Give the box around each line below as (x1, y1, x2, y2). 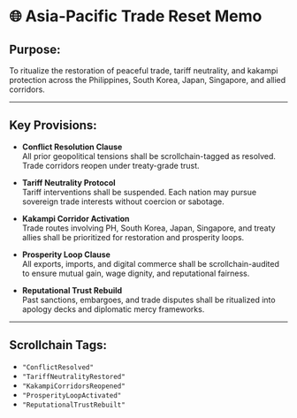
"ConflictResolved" (21, 362, 95, 372)
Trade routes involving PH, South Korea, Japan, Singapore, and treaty (21, 223, 276, 233)
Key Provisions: (9, 118, 97, 133)
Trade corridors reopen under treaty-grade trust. (21, 160, 201, 171)
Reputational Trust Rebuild (21, 285, 123, 295)
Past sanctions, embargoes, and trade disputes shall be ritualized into (21, 294, 276, 305)
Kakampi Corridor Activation (21, 213, 130, 224)
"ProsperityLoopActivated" (21, 391, 122, 399)
